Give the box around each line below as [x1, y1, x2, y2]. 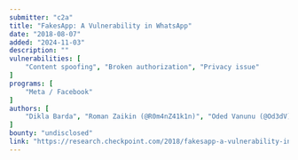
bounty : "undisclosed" [9, 129, 93, 138]
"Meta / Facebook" [25, 87, 93, 96]
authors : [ [9, 104, 50, 113]
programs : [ [9, 79, 53, 88]
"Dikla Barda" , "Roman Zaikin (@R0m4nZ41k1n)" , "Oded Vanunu [25, 112, 255, 121]
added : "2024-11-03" [9, 37, 86, 47]
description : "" [9, 46, 69, 55]
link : [9, 137, 29, 146]
